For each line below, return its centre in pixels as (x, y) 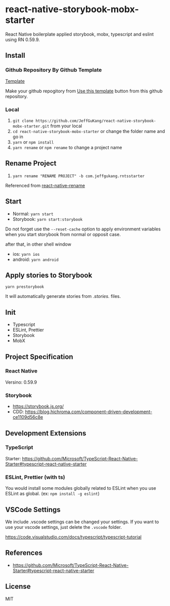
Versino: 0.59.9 (21, 382)
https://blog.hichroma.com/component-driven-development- (89, 412)
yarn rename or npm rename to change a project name (67, 147)
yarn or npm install (33, 142)
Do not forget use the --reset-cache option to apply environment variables (83, 229)
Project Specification (39, 357)
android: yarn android (36, 259)
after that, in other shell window (38, 244)
